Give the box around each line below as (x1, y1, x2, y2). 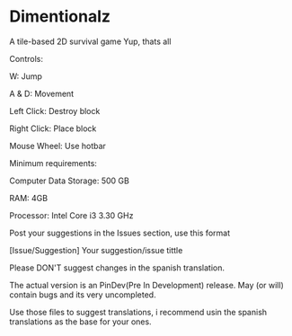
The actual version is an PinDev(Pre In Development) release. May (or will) (9, 279, 285, 290)
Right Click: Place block (9, 123, 97, 134)
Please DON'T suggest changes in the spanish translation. (9, 262, 225, 273)
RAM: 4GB (9, 192, 48, 203)
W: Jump (9, 70, 43, 82)
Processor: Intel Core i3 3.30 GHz (9, 209, 134, 221)
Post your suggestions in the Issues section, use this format (9, 227, 231, 238)
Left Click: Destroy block (9, 105, 101, 116)
